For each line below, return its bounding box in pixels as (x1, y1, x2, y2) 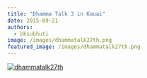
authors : (7, 23, 33, 30)
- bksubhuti (13, 30, 49, 38)
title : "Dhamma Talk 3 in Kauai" (7, 10, 106, 18)
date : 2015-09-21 (7, 17, 59, 24)
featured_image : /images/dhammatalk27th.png (7, 43, 141, 50)
